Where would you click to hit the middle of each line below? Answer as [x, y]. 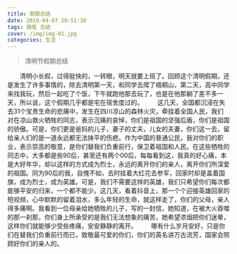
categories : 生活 [32, 40]
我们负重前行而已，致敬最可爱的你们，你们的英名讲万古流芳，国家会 [124, 235]
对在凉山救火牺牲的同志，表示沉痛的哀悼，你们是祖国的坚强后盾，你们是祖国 [119, 120]
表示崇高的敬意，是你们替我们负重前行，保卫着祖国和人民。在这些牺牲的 [124, 147]
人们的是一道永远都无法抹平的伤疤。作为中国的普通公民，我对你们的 [118, 138]
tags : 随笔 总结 [29, 27]
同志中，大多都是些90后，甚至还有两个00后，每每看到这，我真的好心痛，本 [117, 155]
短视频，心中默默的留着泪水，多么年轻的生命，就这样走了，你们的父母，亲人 [119, 200]
